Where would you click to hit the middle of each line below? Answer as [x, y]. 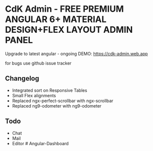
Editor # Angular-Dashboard [40, 143]
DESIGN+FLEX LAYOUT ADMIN [69, 30]
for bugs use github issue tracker [38, 63]
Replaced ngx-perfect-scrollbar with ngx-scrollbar [63, 101]
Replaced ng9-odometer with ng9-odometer [57, 106]
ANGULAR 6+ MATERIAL [56, 19]
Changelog [22, 78]
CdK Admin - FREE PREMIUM [65, 9]
